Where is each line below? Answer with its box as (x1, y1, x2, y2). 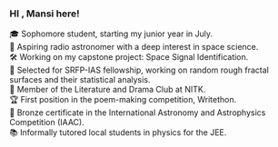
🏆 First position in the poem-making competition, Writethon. (9, 94, 237, 105)
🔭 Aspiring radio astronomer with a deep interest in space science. (9, 42, 259, 53)
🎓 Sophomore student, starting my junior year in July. (9, 28, 213, 39)
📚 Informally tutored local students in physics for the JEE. (9, 127, 227, 138)
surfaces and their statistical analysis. (9, 74, 151, 85)
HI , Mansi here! (9, 7, 80, 20)
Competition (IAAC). (9, 117, 84, 128)
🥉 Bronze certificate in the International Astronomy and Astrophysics (9, 107, 266, 118)
